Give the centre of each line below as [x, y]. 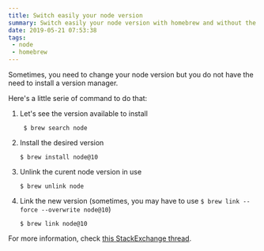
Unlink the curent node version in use [81, 172]
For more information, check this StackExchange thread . [100, 238]
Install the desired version [62, 142]
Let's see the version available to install [84, 114]
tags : [17, 37]
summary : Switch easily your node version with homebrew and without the [132, 23]
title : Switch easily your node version [76, 15]
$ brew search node [55, 128]
